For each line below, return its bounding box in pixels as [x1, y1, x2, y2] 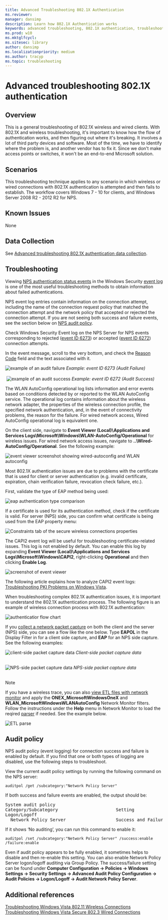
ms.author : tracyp [5, 54, 43, 59]
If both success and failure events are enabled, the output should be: [5, 792, 147, 798]
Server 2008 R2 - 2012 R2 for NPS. [5, 195, 77, 201]
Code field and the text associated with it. [5, 355, 91, 361]
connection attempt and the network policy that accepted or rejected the [5, 309, 155, 315]
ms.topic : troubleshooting [5, 59, 61, 64]
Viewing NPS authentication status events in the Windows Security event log [5, 278, 163, 284]
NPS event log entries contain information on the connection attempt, [5, 298, 148, 304]
